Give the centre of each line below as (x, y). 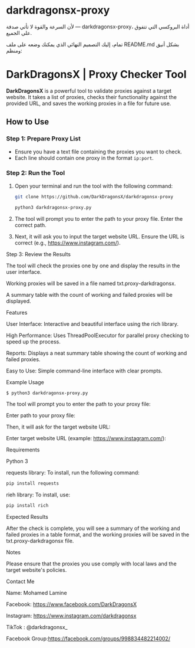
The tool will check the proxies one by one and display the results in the (93, 266)
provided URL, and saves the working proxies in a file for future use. (89, 103)
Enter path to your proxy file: (41, 415)
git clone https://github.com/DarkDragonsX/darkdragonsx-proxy (94, 197)
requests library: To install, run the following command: (73, 473)
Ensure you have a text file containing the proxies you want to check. (98, 152)
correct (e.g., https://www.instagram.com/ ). (67, 243)
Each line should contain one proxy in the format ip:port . (84, 158)
